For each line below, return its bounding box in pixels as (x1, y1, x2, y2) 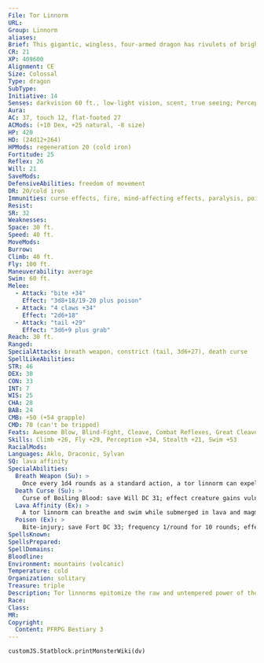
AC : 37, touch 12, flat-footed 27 (8, 114, 122, 122)
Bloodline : (8, 552, 44, 561)
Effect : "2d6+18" (22, 311, 79, 319)
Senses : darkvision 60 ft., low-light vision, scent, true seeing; (8, 99, 234, 107)
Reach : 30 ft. (8, 333, 55, 341)
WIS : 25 (8, 392, 34, 400)
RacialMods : (8, 443, 47, 451)
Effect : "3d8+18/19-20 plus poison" (22, 297, 143, 304)
